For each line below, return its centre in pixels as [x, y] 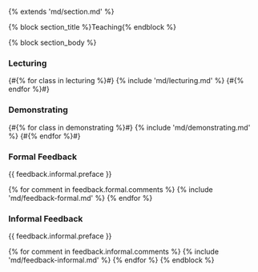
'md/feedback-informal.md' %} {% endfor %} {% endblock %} [111, 260]
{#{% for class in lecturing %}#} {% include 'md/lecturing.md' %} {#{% [126, 81]
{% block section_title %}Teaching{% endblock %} [92, 27]
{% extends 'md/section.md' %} [61, 12]
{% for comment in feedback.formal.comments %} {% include [111, 189]
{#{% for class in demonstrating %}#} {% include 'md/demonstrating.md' [129, 127]
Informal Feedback [46, 218]
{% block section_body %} [52, 42]
